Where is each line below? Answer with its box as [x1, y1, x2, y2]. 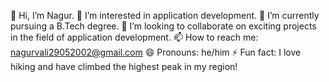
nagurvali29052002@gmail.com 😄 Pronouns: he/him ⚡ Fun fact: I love [10, 46, 302, 58]
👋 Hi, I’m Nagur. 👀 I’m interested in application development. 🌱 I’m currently [10, 10, 320, 21]
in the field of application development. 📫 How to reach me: [10, 31, 259, 43]
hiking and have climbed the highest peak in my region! [10, 61, 238, 72]
